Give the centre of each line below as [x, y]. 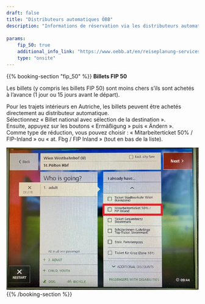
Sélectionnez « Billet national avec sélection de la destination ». [86, 119]
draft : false [23, 13]
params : [16, 39]
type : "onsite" [37, 58]
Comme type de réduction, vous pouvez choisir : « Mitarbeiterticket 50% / [100, 132]
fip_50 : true [34, 45]
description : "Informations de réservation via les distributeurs [92, 26]
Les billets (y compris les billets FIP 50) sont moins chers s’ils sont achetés [100, 88]
